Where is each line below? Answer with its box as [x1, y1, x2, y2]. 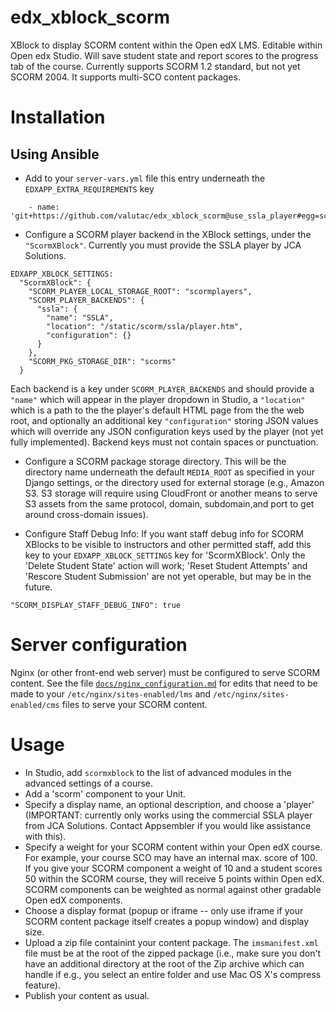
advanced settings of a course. [24, 777, 154, 789]
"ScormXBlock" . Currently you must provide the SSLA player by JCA [24, 239, 302, 251]
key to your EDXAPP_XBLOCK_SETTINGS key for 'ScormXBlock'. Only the [24, 549, 306, 561]
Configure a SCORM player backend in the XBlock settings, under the [24, 228, 312, 240]
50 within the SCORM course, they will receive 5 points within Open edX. [24, 872, 325, 885]
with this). [24, 830, 67, 842]
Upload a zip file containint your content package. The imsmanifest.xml [24, 936, 319, 948]
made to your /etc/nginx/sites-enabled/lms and [10, 687, 212, 700]
